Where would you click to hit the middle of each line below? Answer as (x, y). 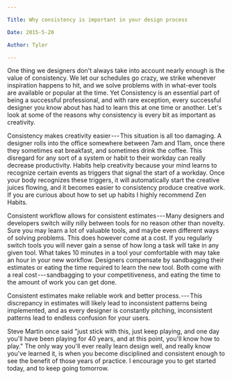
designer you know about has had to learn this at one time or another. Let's (115, 108)
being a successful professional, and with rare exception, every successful (114, 100)
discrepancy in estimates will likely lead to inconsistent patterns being (107, 303)
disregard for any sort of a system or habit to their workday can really (107, 158)
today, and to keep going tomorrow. (58, 369)
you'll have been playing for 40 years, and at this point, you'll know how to (114, 339)
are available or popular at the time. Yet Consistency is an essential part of (114, 93)
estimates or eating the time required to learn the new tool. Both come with (114, 268)
